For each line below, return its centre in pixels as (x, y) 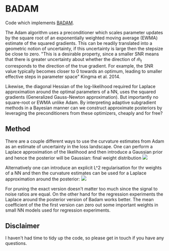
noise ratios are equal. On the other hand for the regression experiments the (84, 194)
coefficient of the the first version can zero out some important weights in (82, 205)
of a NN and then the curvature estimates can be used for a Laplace (76, 173)
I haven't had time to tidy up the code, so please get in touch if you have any (85, 238)
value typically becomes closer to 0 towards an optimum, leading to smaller (84, 71)
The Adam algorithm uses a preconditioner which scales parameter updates (84, 32)
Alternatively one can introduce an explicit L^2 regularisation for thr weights (83, 167)
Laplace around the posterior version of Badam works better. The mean (79, 199)
